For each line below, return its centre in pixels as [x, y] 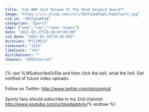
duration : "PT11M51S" [27, 41]
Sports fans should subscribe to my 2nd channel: [54, 99]
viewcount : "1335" [24, 46]
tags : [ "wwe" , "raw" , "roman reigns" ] [42, 28]
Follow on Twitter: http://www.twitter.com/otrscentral [58, 89]
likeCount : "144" [23, 50]
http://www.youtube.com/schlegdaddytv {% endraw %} [60, 104]
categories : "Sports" [27, 23]
